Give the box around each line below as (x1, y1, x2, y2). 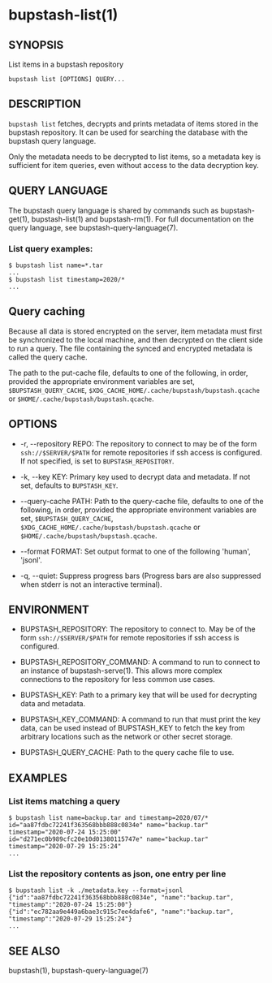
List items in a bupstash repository (8, 59, 124, 69)
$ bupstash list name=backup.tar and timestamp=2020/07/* (8, 814, 209, 822)
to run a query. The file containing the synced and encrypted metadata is (8, 343, 253, 353)
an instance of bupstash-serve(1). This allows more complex (19, 666, 222, 675)
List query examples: (8, 243, 93, 254)
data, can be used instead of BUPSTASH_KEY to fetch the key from (19, 723, 245, 733)
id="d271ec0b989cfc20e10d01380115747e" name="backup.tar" (8, 835, 209, 843)
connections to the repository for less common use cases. (19, 675, 215, 684)
